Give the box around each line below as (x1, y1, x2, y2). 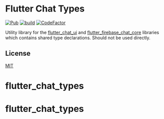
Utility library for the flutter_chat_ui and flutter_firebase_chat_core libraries (5, 29, 159, 35)
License (5, 49, 31, 58)
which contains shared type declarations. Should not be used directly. (5, 35, 150, 41)
